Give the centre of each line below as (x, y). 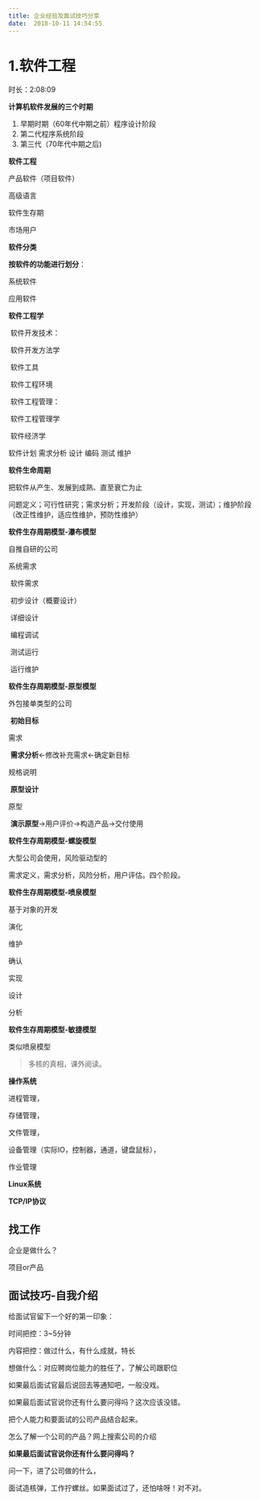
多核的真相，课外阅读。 (67, 1064)
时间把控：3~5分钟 (40, 1334)
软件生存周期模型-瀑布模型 (52, 532)
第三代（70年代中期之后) (61, 144)
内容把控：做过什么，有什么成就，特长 (72, 1351)
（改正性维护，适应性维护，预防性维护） (75, 515)
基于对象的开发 (33, 910)
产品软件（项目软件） (43, 179)
